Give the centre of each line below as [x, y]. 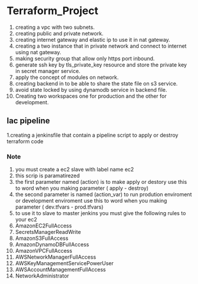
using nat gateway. [38, 52]
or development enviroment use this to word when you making [91, 201]
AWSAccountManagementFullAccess [60, 270]
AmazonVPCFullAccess [44, 251]
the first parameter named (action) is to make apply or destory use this [101, 182]
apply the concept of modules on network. [67, 77]
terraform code [25, 141]
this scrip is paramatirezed [47, 176]
